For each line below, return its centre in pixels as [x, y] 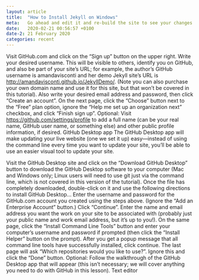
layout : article [26, 12]
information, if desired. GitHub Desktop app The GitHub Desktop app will [95, 132]
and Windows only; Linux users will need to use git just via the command [95, 175]
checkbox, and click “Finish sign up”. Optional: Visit [69, 113]
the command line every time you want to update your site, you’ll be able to [98, 145]
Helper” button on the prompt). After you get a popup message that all [92, 239]
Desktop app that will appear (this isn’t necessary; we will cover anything [96, 264]
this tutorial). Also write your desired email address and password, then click [100, 94]
